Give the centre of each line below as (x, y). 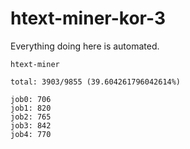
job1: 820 (31, 108)
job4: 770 (31, 134)
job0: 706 (31, 99)
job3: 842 (31, 125)
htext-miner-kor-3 (88, 18)
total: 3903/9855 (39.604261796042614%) (96, 82)
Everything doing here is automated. (85, 46)
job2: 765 (31, 117)
